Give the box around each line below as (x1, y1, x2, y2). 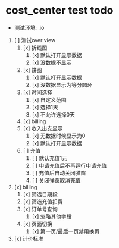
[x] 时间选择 (23, 89, 53, 96)
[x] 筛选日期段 (23, 190, 58, 197)
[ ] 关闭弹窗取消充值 (32, 177, 81, 184)
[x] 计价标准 (14, 235, 44, 242)
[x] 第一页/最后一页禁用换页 (32, 227, 100, 235)
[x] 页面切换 (23, 220, 53, 227)
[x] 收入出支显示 (23, 124, 63, 131)
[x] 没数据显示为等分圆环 (32, 81, 93, 88)
